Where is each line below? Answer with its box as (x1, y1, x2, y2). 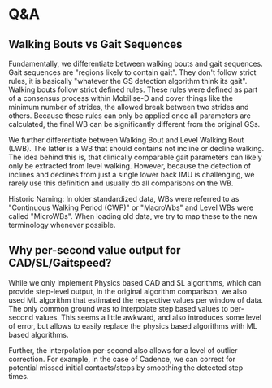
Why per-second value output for (8, 243, 181, 257)
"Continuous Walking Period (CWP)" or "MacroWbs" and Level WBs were (8, 203, 254, 212)
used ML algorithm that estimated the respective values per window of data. (8, 294, 264, 305)
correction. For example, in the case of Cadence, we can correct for (8, 354, 236, 364)
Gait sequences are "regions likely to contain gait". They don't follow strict (8, 68, 257, 77)
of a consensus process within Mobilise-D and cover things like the (8, 94, 234, 102)
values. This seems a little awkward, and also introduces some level (35, 312, 262, 322)
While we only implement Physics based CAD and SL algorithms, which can (8, 277, 261, 287)
